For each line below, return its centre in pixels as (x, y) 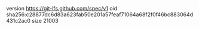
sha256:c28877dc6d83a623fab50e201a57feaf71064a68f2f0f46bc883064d (99, 14)
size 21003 (45, 21)
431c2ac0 (19, 21)
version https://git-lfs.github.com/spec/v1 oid (62, 8)
